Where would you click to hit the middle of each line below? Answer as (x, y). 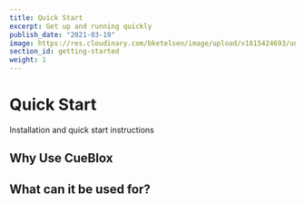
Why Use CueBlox (61, 158)
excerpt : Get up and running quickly (81, 26)
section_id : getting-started (64, 52)
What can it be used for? (80, 189)
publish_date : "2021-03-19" (63, 34)
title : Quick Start (46, 18)
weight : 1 (28, 60)
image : (22, 43)
